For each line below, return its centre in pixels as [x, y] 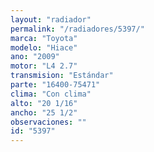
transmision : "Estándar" [62, 76]
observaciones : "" [48, 122]
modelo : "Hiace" [44, 47]
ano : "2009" [35, 57]
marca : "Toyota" [44, 38]
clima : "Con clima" [51, 94]
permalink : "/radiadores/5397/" [77, 29]
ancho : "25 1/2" [44, 112]
